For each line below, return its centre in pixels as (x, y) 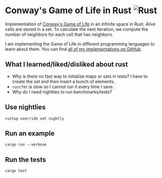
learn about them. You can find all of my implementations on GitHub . (73, 49)
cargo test (16, 171)
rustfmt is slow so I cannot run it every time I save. (63, 87)
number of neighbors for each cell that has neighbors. (59, 34)
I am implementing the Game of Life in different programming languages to (80, 44)
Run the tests (26, 160)
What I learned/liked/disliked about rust (66, 64)
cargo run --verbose (26, 145)
